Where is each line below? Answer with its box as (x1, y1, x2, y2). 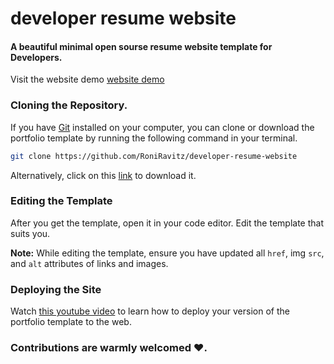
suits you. (10, 227, 51, 239)
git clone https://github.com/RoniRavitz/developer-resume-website (10, 151, 298, 161)
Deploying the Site (10, 282, 102, 296)
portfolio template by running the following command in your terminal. (10, 132, 298, 144)
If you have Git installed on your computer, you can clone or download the (10, 121, 315, 133)
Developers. (10, 51, 63, 63)
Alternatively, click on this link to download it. (10, 169, 197, 181)
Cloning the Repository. (10, 98, 128, 112)
